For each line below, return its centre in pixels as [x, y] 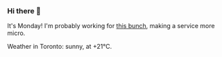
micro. [16, 33]
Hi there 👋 [24, 11]
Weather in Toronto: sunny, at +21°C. [60, 47]
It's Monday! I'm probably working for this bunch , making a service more [111, 26]
